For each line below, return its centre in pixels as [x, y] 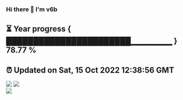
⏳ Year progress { [39, 29]
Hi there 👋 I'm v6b [32, 9]
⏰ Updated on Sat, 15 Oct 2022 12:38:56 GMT [90, 70]
